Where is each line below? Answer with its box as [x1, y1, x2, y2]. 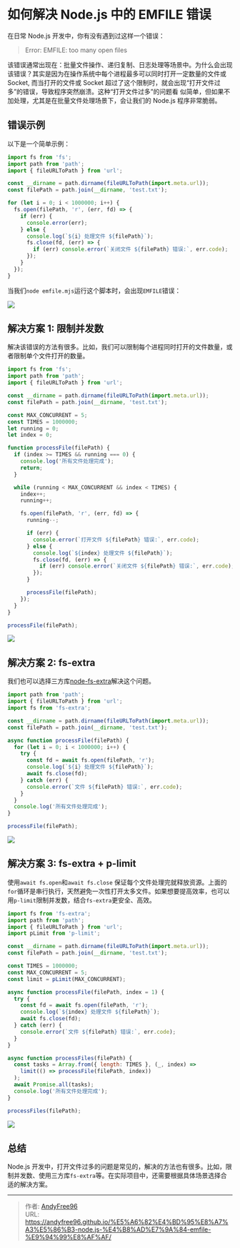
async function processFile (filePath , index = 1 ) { [7, 988, 164, 996]
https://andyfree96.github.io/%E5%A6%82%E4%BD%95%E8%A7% [24, 1218, 229, 1227]
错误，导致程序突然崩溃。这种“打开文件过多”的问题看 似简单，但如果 [22, 87, 224, 96]
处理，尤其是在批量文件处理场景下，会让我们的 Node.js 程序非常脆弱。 [13, 96, 221, 104]
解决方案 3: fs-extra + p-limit [7, 857, 136, 870]
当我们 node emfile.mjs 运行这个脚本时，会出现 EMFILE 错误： [7, 286, 181, 295]
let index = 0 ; [7, 431, 53, 439]
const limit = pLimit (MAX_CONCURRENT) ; [7, 975, 126, 982]
